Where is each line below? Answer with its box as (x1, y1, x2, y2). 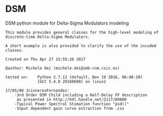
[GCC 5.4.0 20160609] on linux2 (37, 79, 106, 84)
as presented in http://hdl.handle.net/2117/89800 (16, 97, 127, 102)
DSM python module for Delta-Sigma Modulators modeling (5, 20, 129, 26)
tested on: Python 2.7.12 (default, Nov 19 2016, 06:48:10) (5, 75, 143, 80)
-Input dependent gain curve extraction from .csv (14, 106, 125, 111)
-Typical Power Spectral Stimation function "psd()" (14, 101, 129, 106)
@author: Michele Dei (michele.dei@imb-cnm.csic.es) (5, 65, 120, 71)
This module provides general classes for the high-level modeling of (5, 30, 159, 35)
